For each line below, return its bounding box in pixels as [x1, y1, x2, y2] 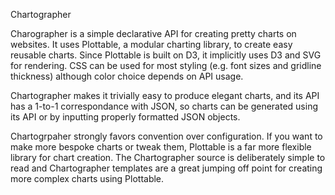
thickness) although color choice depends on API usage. [10, 70, 244, 82]
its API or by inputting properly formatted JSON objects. [10, 111, 241, 123]
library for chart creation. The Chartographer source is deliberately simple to [10, 152, 326, 163]
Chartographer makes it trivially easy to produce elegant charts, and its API [10, 90, 320, 101]
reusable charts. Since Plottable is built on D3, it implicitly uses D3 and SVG [10, 49, 322, 61]
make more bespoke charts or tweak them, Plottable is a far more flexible [10, 141, 312, 153]
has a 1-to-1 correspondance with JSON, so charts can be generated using [10, 100, 319, 112]
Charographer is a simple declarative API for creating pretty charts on [10, 28, 297, 39]
